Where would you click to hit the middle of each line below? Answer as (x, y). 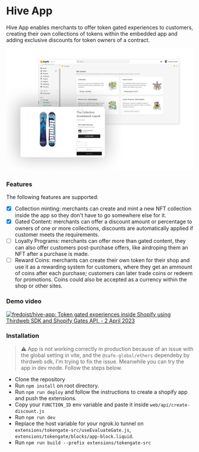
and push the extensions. (46, 398)
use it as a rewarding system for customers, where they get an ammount (103, 267)
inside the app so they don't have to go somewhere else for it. (90, 216)
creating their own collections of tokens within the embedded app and (92, 33)
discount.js (29, 411)
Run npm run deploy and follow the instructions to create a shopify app (101, 392)
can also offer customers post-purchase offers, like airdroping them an (101, 248)
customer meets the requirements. (57, 235)
